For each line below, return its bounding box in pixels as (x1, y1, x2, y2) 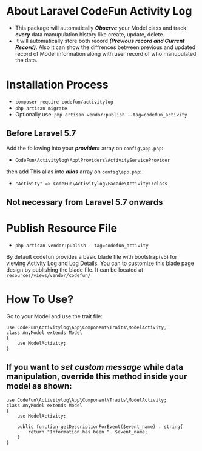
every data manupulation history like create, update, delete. (15, 30, 165, 38)
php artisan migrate (15, 105, 67, 112)
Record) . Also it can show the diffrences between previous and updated (15, 44, 196, 51)
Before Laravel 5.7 (6, 129, 76, 139)
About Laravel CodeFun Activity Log (6, 4, 192, 18)
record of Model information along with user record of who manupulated (15, 50, 197, 57)
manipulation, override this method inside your (6, 372, 187, 382)
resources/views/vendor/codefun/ (6, 273, 91, 279)
